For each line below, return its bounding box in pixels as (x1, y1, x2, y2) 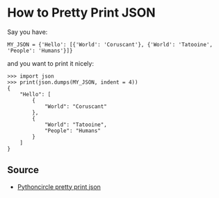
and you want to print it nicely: (7, 59, 94, 67)
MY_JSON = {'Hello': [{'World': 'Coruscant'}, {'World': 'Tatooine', (7, 41, 213, 48)
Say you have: (7, 28, 48, 36)
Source (7, 164, 40, 176)
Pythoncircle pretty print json (17, 182, 101, 191)
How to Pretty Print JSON (7, 5, 156, 21)
